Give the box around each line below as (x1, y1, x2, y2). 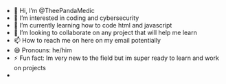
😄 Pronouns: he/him (13, 46, 72, 54)
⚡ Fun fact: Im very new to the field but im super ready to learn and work (13, 54, 220, 62)
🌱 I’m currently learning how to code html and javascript (13, 21, 172, 29)
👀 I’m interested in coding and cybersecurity (13, 14, 139, 22)
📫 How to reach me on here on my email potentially (13, 36, 161, 44)
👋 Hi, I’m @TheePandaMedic (13, 7, 95, 14)
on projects (13, 64, 46, 72)
